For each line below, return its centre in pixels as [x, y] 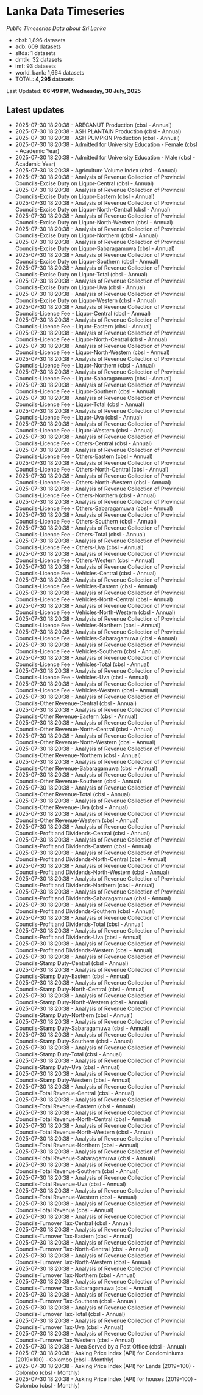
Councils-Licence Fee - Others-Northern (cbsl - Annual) [86, 495]
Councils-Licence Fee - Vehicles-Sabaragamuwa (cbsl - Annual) [96, 638]
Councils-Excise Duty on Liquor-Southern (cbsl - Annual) [87, 261]
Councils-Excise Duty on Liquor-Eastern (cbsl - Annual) [85, 196]
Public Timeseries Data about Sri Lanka [56, 28]
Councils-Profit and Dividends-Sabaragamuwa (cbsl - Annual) [93, 898]
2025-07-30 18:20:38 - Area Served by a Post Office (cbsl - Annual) [101, 1346]
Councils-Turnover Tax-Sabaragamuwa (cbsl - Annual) [84, 1288]
